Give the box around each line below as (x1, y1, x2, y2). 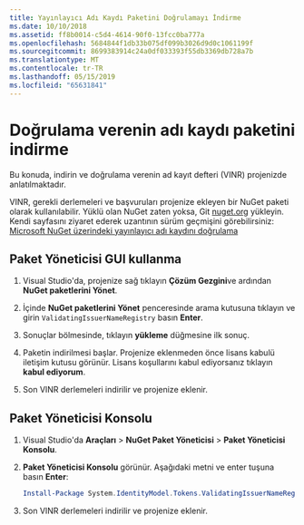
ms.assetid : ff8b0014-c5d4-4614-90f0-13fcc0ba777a (9, 30, 205, 39)
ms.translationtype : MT (9, 55, 100, 64)
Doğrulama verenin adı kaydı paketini (9, 120, 296, 141)
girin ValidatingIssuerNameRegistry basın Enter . (22, 312, 204, 323)
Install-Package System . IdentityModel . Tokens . (22, 489, 202, 499)
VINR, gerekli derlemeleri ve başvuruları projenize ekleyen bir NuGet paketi (9, 196, 289, 207)
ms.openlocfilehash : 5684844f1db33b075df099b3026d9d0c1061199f (9, 38, 254, 48)
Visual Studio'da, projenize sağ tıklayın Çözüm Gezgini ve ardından (22, 276, 272, 287)
